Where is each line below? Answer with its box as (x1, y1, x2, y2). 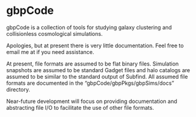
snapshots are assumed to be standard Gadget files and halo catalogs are (6, 66, 191, 73)
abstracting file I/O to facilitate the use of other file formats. (6, 104, 154, 111)
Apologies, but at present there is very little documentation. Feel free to (6, 42, 184, 49)
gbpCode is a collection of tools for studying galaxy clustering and (6, 24, 172, 31)
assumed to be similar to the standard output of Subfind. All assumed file (6, 73, 188, 80)
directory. (6, 85, 30, 93)
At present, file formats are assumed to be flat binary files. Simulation (6, 60, 179, 67)
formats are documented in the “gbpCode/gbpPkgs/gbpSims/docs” (6, 79, 174, 87)
